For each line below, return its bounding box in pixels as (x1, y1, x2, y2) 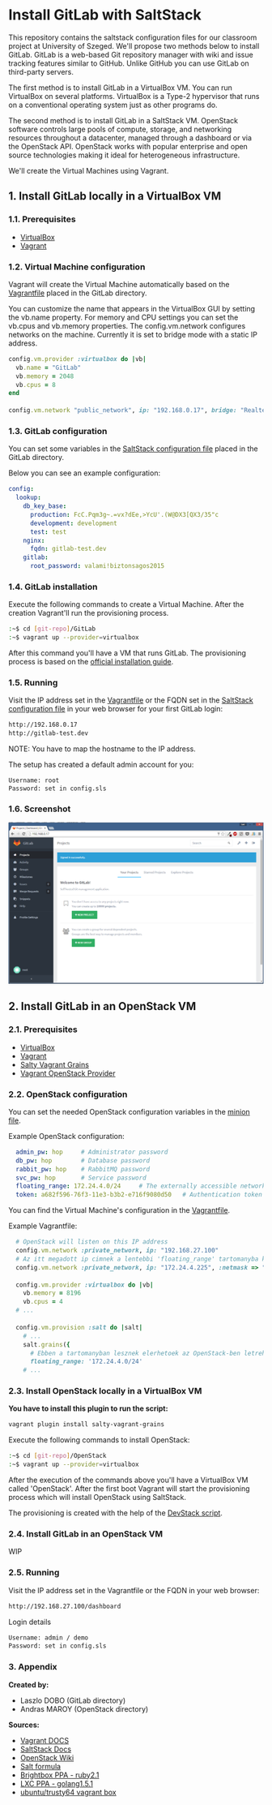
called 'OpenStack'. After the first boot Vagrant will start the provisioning (8, 1484, 250, 1493)
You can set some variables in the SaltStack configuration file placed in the (8, 444, 258, 453)
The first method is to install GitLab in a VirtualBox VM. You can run (8, 83, 233, 92)
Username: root (8, 776, 60, 784)
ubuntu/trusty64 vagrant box (19, 1787, 117, 1797)
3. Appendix (8, 1661, 58, 1673)
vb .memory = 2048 (15, 372, 74, 380)
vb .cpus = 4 (23, 1298, 63, 1306)
